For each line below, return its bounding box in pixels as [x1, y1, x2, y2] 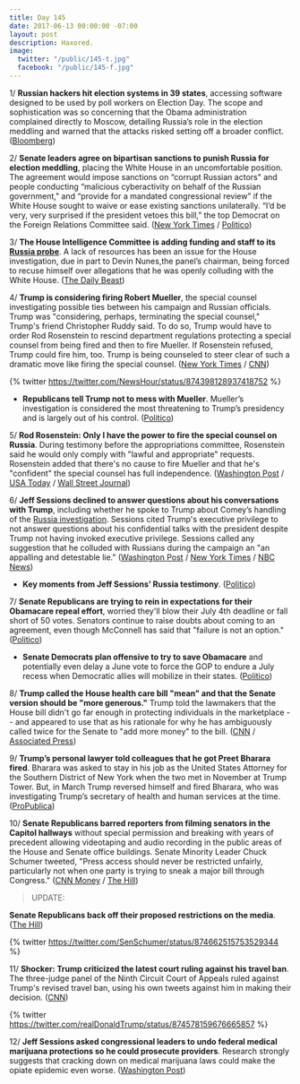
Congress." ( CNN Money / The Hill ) [9, 874, 139, 885]
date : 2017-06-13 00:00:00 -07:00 [9, 22, 139, 30]
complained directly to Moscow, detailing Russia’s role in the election [9, 116, 263, 126]
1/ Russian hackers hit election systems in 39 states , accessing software [9, 87, 283, 99]
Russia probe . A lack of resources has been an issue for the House [9, 245, 257, 256]
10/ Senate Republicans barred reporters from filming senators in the [9, 817, 271, 829]
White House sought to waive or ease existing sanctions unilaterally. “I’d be [9, 200, 287, 211]
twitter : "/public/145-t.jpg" [17, 55, 130, 64]
